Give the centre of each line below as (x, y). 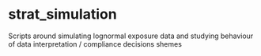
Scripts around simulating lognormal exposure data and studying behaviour (131, 36)
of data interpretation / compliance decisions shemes (95, 44)
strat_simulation (62, 14)
